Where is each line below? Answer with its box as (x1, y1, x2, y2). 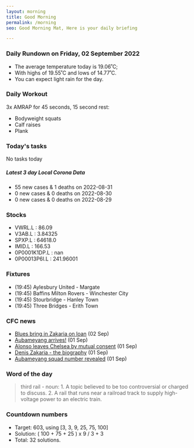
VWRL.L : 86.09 (14, 224, 53, 231)
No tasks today (6, 155, 43, 162)
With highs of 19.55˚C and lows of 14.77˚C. (14, 69, 117, 76)
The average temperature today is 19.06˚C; (14, 63, 118, 70)
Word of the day (6, 370, 53, 378)
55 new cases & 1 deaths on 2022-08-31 (14, 183, 113, 191)
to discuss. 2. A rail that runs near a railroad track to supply (20, 389, 164, 397)
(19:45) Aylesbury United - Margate (14, 283, 100, 290)
